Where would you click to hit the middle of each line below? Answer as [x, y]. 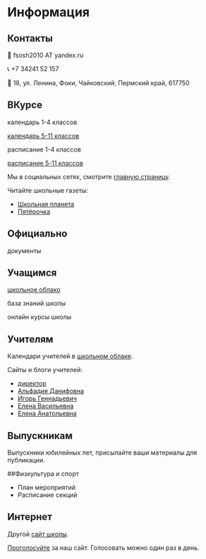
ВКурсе [25, 105]
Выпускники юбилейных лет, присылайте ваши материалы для [102, 453]
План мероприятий [47, 488]
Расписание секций [47, 495]
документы [24, 250]
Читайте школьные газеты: [48, 190]
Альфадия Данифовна [51, 391]
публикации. [26, 460]
